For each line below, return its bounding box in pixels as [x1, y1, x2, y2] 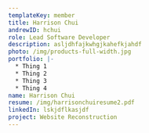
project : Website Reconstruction [8, 113, 118, 121]
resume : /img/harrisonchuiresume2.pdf [8, 99, 135, 106]
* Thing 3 [15, 77, 47, 84]
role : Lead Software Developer [8, 33, 111, 41]
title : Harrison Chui [8, 19, 79, 27]
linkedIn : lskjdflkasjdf [8, 106, 89, 114]
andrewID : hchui [8, 26, 61, 34]
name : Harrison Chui [8, 92, 76, 99]
